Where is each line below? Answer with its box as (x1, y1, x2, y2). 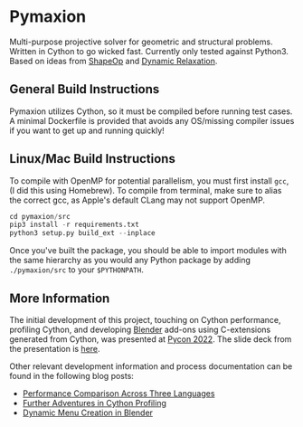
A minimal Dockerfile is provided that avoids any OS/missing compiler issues (9, 115, 295, 126)
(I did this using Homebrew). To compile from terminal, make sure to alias (9, 185, 282, 195)
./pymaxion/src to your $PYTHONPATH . (9, 264, 145, 275)
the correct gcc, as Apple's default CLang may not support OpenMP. (9, 195, 265, 205)
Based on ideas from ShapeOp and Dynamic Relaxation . (9, 55, 218, 66)
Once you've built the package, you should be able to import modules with (9, 245, 287, 256)
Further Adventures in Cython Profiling (22, 398, 167, 408)
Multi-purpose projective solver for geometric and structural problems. (9, 36, 273, 47)
